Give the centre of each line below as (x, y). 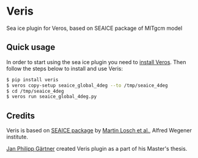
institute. (17, 137)
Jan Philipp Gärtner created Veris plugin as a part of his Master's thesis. (97, 149)
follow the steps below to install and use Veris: (65, 68)
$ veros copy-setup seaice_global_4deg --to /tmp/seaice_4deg (87, 85)
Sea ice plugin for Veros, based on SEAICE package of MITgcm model (94, 28)
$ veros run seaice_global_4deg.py (52, 97)
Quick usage (31, 47)
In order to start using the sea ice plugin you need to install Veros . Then (96, 62)
